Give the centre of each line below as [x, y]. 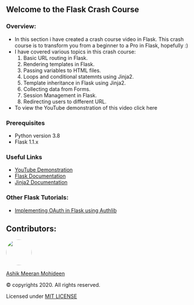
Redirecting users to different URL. [65, 101]
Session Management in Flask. [60, 95]
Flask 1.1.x [27, 142]
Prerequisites [25, 123]
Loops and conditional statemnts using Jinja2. [79, 76]
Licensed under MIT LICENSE [41, 296]
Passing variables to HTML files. [62, 70]
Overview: [21, 26]
